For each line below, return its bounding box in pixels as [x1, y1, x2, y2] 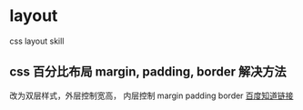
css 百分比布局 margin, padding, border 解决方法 [9, 65, 287, 80]
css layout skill [9, 35, 65, 46]
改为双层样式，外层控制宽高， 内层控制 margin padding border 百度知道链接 [9, 90, 294, 101]
